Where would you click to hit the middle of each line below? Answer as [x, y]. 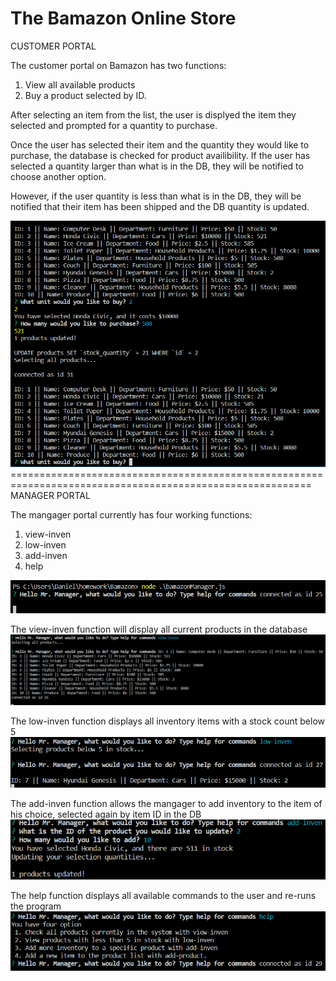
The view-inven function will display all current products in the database [159, 629]
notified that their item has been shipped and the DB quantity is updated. [160, 206]
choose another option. [58, 176]
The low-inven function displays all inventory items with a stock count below [167, 721]
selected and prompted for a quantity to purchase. [114, 125]
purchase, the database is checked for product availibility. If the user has [160, 155]
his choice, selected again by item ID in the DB [106, 814]
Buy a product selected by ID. [85, 95]
